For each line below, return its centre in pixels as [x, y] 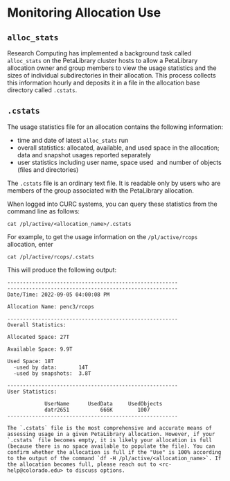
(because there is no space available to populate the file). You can [111, 446]
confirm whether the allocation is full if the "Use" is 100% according [114, 452]
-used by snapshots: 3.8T [52, 373]
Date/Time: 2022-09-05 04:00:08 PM [59, 295]
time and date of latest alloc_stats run [73, 140]
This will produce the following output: [62, 270]
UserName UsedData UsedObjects [103, 403]
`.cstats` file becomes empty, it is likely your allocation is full [110, 440]
